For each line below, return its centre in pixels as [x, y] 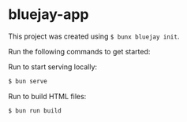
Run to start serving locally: [52, 67]
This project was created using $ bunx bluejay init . [94, 36]
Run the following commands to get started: [79, 51]
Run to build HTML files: [47, 96]
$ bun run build [35, 111]
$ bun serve [28, 81]
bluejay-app [49, 15]
